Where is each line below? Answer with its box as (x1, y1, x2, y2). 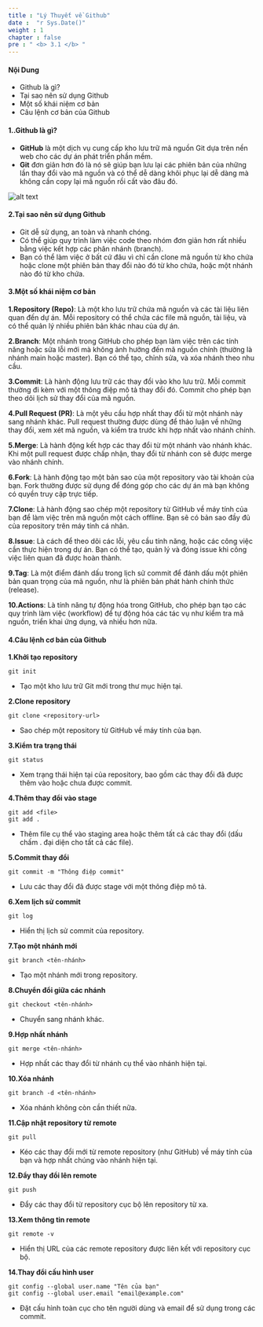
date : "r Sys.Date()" (8, 19, 86, 27)
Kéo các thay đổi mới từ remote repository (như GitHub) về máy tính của (19, 1147, 253, 1156)
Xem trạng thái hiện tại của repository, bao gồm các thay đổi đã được (19, 770, 243, 779)
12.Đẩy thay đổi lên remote (8, 1171, 97, 1180)
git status (8, 756, 44, 764)
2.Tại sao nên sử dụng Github (8, 210, 106, 219)
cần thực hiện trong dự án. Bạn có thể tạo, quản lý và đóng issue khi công (8, 544, 247, 554)
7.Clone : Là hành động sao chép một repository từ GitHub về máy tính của (8, 504, 248, 513)
